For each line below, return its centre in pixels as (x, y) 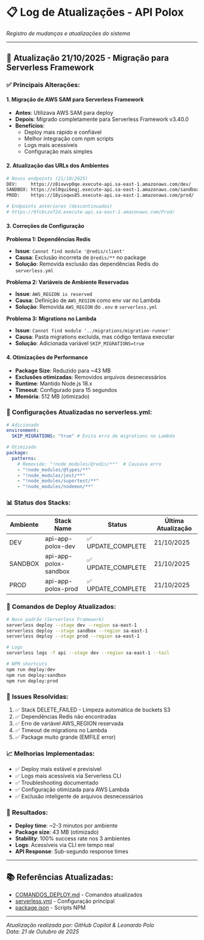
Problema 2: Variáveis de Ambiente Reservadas (68, 282)
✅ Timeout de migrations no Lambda (61, 730)
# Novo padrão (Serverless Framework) (55, 619)
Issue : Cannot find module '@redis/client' (70, 251)
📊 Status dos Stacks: (39, 503)
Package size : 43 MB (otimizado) (57, 832)
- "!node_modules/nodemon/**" (56, 487)
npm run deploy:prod (32, 681)
